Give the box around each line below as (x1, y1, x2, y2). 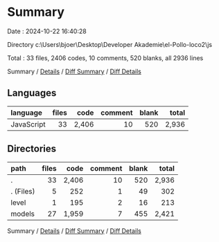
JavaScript (10, 119, 46, 129)
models (10, 209, 35, 218)
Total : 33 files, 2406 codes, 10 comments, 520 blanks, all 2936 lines (7, 53, 204, 62)
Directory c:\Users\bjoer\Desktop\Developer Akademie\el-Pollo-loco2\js (7, 40, 213, 48)
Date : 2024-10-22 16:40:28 (7, 27, 87, 35)
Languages (7, 87, 57, 99)
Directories (7, 143, 57, 155)
